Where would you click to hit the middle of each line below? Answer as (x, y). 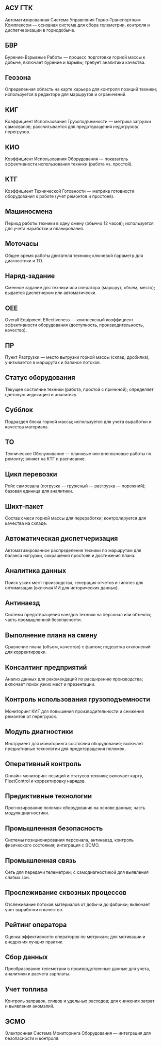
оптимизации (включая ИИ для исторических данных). (62, 587)
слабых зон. (17, 877)
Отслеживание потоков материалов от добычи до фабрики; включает (78, 904)
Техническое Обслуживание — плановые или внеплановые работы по (78, 454)
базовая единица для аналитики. (39, 491)
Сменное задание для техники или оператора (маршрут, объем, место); (80, 288)
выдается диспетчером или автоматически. (51, 293)
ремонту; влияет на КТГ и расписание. (46, 459)
